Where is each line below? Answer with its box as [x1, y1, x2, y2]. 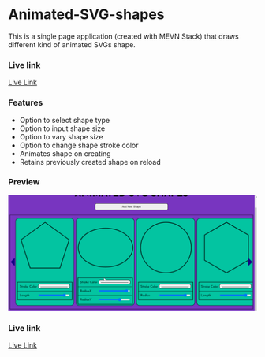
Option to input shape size [19, 124, 106, 133]
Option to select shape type [19, 115, 110, 125]
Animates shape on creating [19, 148, 112, 158]
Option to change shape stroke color [19, 140, 140, 150]
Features [8, 97, 43, 108]
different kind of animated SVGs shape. [8, 39, 136, 49]
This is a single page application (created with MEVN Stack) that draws [8, 32, 239, 41]
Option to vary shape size [19, 132, 104, 141]
